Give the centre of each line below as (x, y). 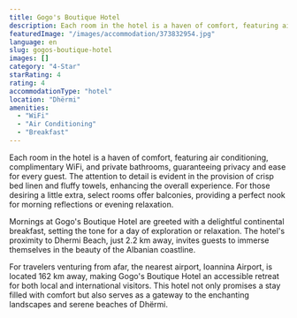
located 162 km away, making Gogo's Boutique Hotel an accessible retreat (145, 276)
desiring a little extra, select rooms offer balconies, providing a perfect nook (147, 194)
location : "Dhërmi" (45, 99)
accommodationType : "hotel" (61, 91)
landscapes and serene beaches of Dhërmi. (89, 304)
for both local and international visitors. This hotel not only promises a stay (145, 285)
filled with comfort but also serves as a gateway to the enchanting (129, 295)
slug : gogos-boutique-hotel (61, 50)
